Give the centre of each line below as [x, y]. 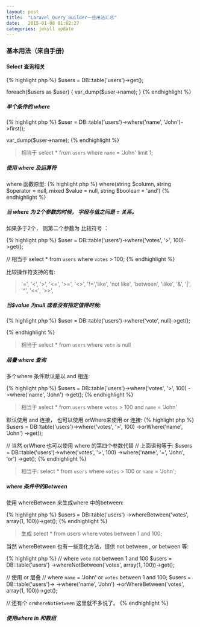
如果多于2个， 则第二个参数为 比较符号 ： [58, 228]
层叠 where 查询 [26, 359]
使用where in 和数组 [31, 618]
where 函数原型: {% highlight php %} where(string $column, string [89, 184]
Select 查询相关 [26, 66]
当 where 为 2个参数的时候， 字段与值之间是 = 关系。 [72, 211]
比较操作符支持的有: [31, 272]
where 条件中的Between [37, 486]
